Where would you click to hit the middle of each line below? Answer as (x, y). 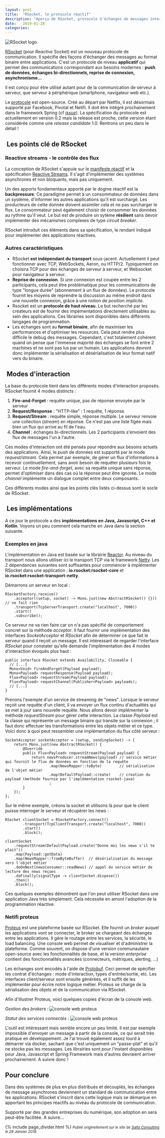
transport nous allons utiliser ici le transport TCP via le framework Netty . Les (82, 560)
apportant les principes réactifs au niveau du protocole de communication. (81, 1103)
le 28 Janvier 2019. (21, 1132)
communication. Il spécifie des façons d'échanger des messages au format (81, 57)
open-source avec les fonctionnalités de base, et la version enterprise (76, 954)
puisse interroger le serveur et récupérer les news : (57, 811)
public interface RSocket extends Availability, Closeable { (69, 660)
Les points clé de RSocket (47, 144)
